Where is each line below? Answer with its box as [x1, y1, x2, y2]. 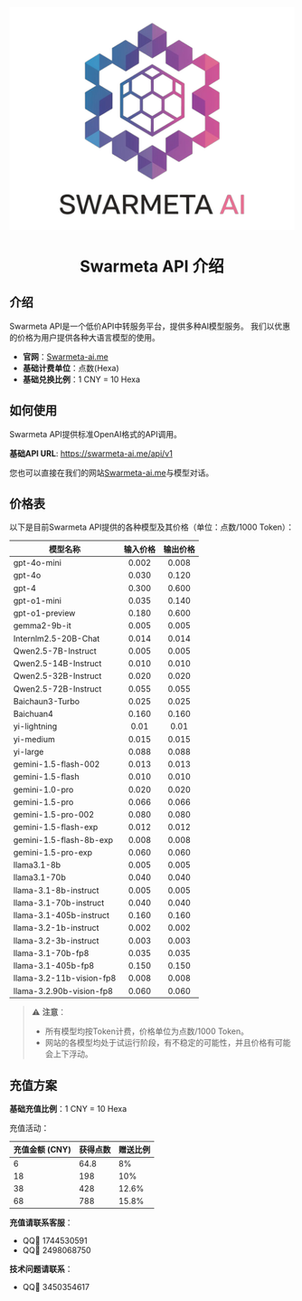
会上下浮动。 [44, 1048, 93, 1059]
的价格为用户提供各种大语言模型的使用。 [9, 331, 160, 342]
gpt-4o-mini [13, 558, 61, 569]
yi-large [13, 746, 44, 757]
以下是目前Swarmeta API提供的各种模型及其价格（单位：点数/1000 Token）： [9, 521, 295, 532]
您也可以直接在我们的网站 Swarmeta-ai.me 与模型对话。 [9, 467, 214, 478]
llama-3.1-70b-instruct [13, 897, 105, 908]
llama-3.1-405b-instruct [13, 910, 110, 921]
